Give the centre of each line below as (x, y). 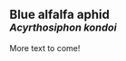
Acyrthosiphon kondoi (63, 28)
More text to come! (45, 48)
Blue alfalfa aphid (60, 15)
